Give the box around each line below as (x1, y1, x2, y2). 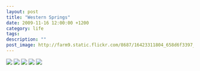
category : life (6, 25, 44, 32)
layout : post (6, 8, 39, 15)
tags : (6, 31, 20, 37)
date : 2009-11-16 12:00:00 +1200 (6, 20, 89, 26)
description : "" (6, 36, 46, 42)
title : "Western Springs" (6, 14, 70, 20)
